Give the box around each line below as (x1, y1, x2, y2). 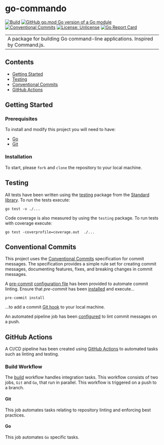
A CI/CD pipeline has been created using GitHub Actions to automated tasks (5, 346, 158, 352)
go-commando (5, 3, 67, 14)
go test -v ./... (5, 206, 41, 211)
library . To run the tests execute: (5, 197, 70, 203)
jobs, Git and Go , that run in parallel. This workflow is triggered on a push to (5, 379, 157, 385)
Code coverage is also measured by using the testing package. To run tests (5, 215, 159, 221)
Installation (5, 154, 33, 160)
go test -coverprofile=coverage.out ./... (5, 229, 95, 235)
